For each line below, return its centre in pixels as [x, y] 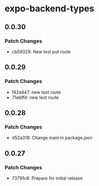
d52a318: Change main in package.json [52, 138]
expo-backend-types [49, 9]
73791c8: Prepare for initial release [47, 178]
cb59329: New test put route [41, 51]
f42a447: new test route [36, 92]
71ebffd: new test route [35, 97]
